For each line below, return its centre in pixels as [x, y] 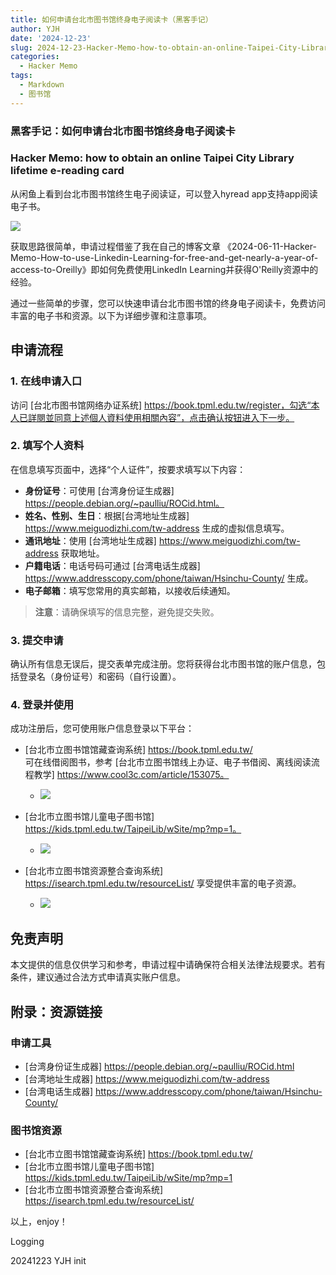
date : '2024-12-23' [51, 38]
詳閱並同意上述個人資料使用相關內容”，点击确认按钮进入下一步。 [161, 417]
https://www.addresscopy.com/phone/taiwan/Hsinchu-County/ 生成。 [169, 578]
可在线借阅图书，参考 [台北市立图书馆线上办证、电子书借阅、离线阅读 [168, 762]
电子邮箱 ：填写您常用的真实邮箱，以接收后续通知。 [130, 590]
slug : [21, 47]
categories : [35, 57]
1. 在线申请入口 [46, 381]
